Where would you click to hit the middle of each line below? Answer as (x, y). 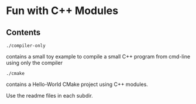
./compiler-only (26, 46)
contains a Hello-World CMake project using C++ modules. (77, 84)
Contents (23, 32)
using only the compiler (35, 63)
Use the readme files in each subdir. (50, 96)
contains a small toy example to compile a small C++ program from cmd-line (98, 56)
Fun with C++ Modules (62, 11)
